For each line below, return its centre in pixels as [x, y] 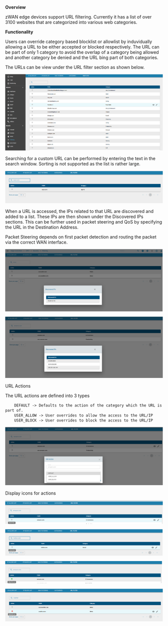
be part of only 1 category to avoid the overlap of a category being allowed [82, 52]
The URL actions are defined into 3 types [47, 395]
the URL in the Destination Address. [42, 227]
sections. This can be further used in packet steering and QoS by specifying [84, 221]
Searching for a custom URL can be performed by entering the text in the [80, 158]
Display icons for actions [30, 493]
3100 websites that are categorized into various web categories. [71, 22]
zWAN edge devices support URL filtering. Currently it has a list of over [78, 17]
